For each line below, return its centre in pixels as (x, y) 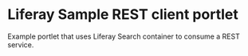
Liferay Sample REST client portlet (123, 15)
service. (21, 44)
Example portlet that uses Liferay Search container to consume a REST (124, 36)
